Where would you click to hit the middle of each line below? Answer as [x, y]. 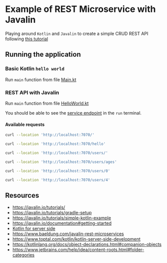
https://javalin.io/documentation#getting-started [62, 223]
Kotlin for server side [34, 229]
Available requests [25, 124]
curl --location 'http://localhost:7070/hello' [56, 144]
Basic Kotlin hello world [35, 69]
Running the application [43, 55]
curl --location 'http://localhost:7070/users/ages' [61, 162]
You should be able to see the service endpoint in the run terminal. [74, 113]
